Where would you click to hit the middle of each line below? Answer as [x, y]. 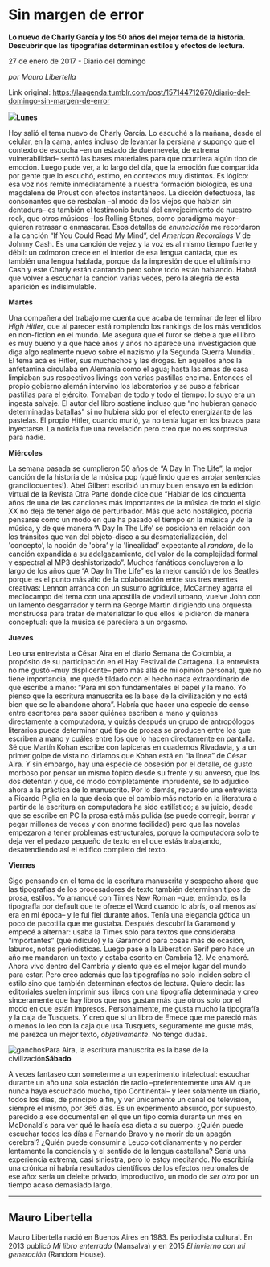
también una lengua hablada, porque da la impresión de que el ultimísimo [129, 261]
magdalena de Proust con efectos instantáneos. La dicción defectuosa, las [132, 192]
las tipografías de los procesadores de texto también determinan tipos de [130, 889]
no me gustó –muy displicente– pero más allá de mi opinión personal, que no [135, 670]
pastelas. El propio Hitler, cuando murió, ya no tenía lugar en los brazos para [135, 420]
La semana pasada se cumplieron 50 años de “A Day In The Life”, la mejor [131, 468]
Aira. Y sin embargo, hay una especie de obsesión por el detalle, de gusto [131, 764]
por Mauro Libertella [42, 76]
